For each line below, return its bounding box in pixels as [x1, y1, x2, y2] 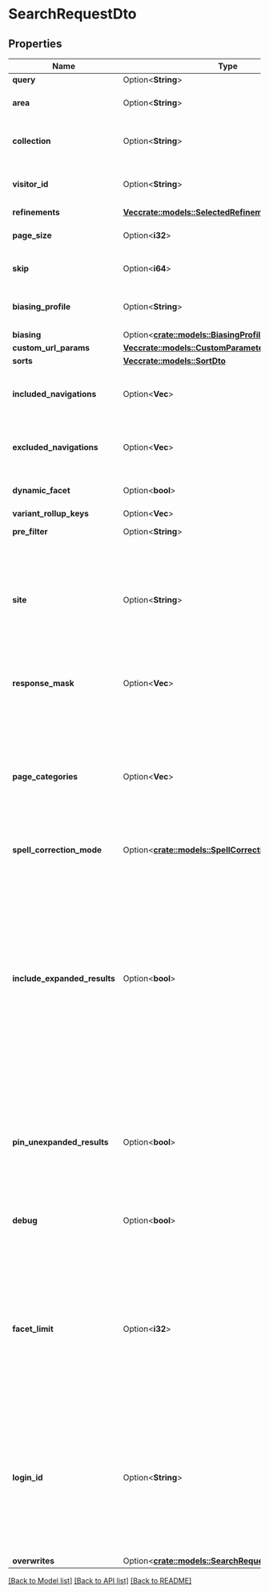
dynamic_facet [12, 485, 70, 496]
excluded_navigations [12, 442, 98, 452]
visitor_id [12, 178, 49, 190]
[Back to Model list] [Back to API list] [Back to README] [8, 1576, 192, 1585]
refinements [12, 206, 60, 218]
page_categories [12, 771, 78, 782]
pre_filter [12, 526, 48, 537]
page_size [12, 230, 52, 241]
